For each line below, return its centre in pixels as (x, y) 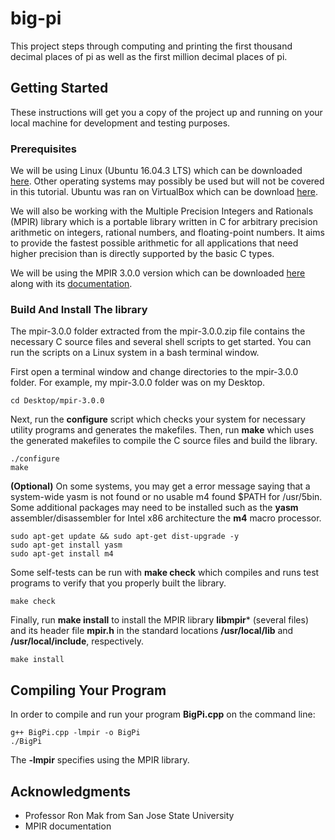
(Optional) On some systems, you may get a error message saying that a (160, 486)
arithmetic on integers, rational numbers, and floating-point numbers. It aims (167, 233)
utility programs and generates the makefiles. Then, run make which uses (162, 430)
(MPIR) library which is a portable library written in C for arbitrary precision (164, 222)
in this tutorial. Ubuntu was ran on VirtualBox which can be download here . (164, 192)
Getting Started (59, 88)
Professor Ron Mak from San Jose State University (129, 815)
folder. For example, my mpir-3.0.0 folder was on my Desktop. (138, 383)
